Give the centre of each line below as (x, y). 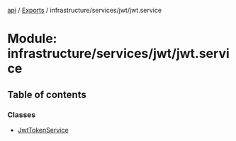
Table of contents (47, 94)
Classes (22, 114)
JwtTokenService (43, 130)
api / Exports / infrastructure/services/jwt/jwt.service (84, 10)
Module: (32, 39)
